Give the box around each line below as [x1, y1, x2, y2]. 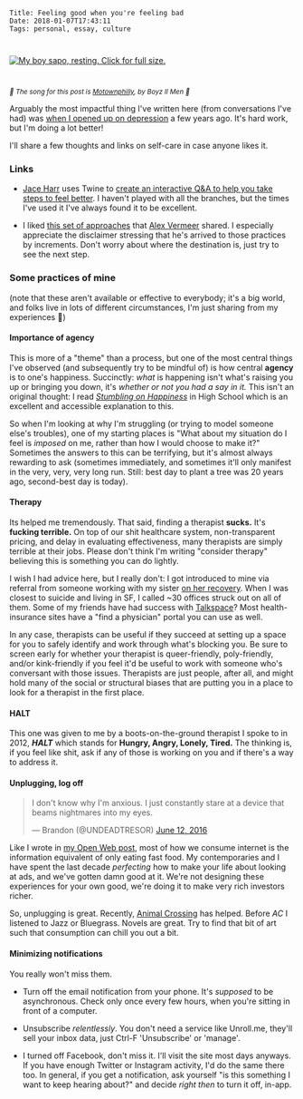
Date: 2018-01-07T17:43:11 [9, 16, 111, 25]
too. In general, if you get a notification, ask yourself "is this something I [22, 1069, 291, 1080]
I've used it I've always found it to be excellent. [22, 202, 197, 213]
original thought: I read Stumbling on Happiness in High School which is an [9, 391, 289, 402]
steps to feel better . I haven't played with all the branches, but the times [22, 193, 289, 204]
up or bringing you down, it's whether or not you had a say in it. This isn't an [9, 381, 294, 392]
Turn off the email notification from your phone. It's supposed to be [22, 986, 274, 997]
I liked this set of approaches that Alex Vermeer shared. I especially [22, 220, 274, 231]
